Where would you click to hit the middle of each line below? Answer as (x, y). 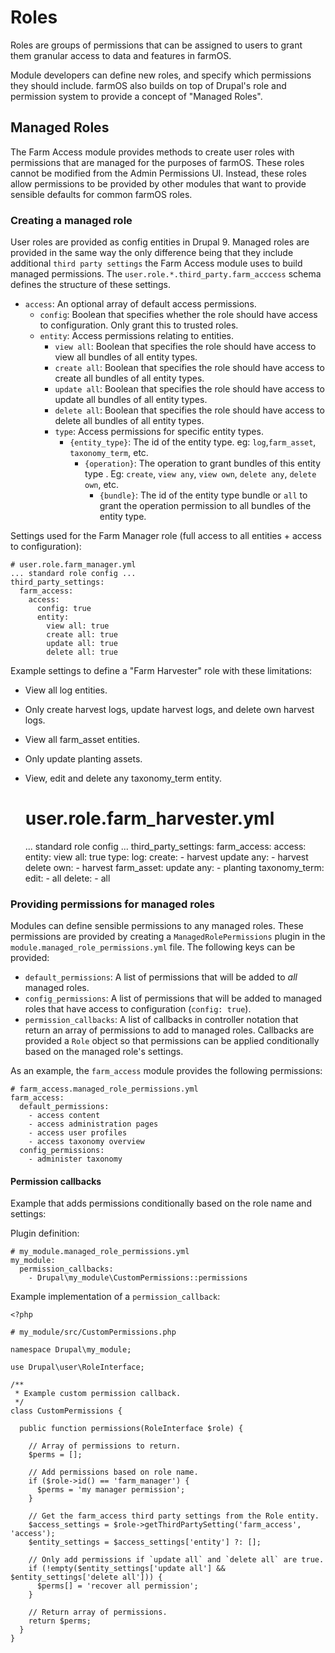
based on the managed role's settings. (104, 1052)
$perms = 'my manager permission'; (111, 1490)
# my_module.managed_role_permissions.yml (100, 1252)
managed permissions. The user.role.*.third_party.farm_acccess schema (166, 274)
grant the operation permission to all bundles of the (205, 506)
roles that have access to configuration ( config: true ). (138, 1009)
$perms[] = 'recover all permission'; (117, 1586)
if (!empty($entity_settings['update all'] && (127, 1569)
